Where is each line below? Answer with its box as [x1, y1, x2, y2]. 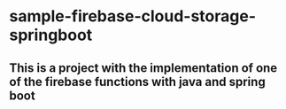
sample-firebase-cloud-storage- [9, 6, 257, 27]
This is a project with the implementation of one [9, 60, 278, 75]
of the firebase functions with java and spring [9, 74, 266, 90]
